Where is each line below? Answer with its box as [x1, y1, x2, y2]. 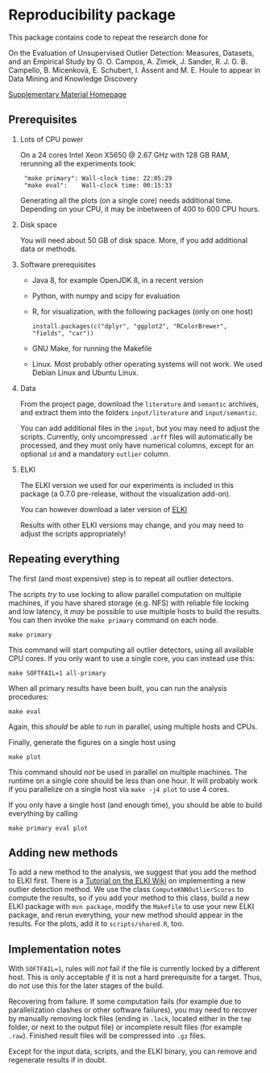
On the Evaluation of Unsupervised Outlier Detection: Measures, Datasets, [8, 48, 255, 57]
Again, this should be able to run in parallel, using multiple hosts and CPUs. [8, 722, 258, 731]
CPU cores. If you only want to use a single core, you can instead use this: [8, 653, 255, 663]
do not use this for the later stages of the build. [8, 981, 164, 991]
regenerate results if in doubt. [8, 1055, 107, 1065]
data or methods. [19, 244, 77, 254]
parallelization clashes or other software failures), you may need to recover [8, 1005, 258, 1015]
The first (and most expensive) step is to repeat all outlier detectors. [8, 574, 234, 583]
